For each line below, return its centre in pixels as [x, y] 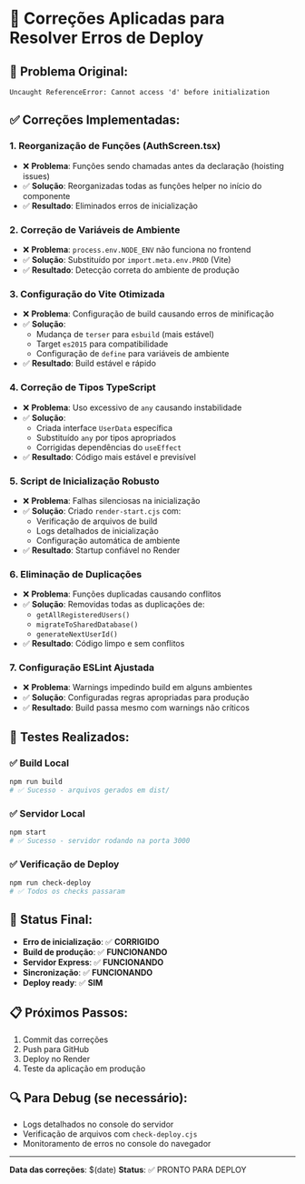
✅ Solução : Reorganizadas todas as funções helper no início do [142, 186]
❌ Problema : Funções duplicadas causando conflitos [122, 594]
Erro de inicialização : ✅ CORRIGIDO [91, 941]
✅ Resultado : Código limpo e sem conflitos [103, 644]
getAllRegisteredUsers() [83, 616]
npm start [28, 833]
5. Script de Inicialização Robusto [85, 481]
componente [46, 196]
